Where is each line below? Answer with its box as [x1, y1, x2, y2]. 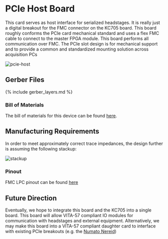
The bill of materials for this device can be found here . [5, 113, 117, 119]
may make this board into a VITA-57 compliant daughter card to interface [5, 223, 156, 229]
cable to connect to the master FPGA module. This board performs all [5, 35, 149, 41]
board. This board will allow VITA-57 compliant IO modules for [5, 212, 133, 218]
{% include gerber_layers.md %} [5, 88, 73, 95]
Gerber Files [5, 75, 45, 84]
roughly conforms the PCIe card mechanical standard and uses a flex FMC [5, 30, 159, 36]
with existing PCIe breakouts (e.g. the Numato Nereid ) [5, 228, 117, 234]
